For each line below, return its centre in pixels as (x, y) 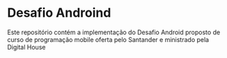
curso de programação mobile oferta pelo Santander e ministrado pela (108, 39)
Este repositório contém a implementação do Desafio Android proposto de (114, 32)
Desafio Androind (59, 13)
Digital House (26, 47)
